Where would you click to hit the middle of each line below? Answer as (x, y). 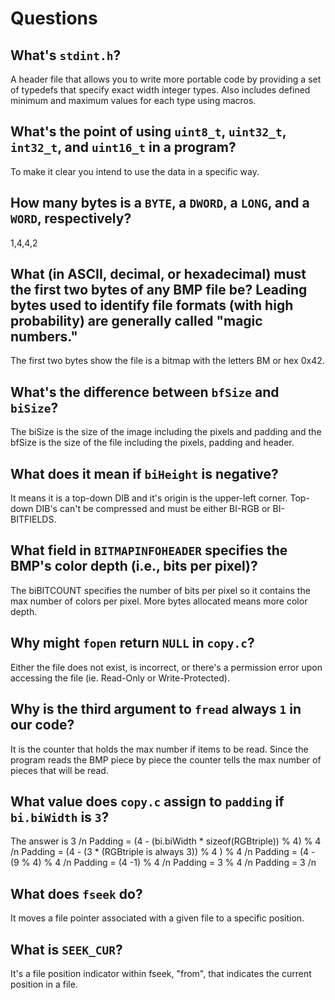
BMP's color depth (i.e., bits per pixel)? (134, 566)
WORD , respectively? (71, 218)
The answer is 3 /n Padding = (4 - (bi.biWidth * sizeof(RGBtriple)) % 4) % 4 (166, 841)
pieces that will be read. (59, 770)
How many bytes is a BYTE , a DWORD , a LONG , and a (160, 203)
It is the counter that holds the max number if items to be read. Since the (159, 749)
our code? (42, 725)
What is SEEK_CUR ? (66, 949)
